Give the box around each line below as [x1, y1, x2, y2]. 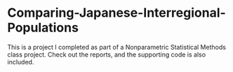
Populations [7, 20, 79, 36]
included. [7, 57, 34, 66]
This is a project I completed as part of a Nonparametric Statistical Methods [7, 43, 227, 51]
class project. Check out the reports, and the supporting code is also [7, 50, 206, 59]
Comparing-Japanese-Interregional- [7, 5, 226, 21]
